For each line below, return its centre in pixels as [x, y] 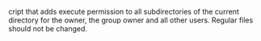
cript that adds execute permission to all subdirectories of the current [124, 12]
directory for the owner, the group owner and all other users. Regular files [131, 20]
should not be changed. [48, 29]
